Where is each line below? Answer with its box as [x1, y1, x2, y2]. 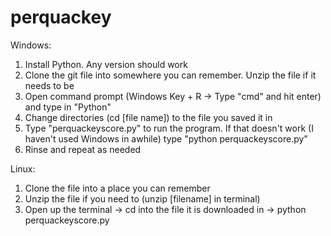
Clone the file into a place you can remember [24, 182, 211, 194]
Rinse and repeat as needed [24, 143, 142, 155]
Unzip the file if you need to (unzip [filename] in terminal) [24, 192, 261, 205]
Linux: [10, 162, 36, 175]
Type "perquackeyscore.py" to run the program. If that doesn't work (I [24, 122, 314, 134]
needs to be [24, 79, 75, 91]
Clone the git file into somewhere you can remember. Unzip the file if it [24, 69, 317, 81]
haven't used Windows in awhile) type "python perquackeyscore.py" [24, 132, 308, 145]
